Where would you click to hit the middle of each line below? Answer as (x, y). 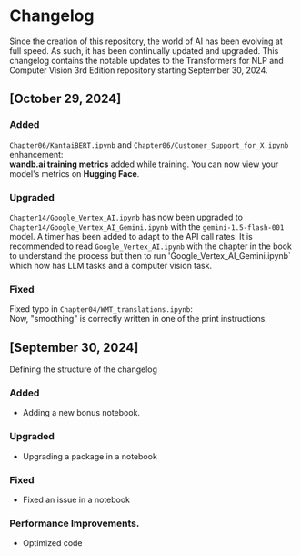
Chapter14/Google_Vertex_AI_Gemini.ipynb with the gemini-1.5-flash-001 (147, 227)
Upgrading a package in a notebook (90, 456)
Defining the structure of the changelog (83, 369)
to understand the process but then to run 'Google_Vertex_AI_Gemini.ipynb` (150, 255)
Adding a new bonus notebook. (81, 413)
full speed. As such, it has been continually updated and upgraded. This (144, 50)
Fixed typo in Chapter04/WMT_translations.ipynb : (101, 309)
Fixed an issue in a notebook (76, 499)
